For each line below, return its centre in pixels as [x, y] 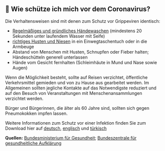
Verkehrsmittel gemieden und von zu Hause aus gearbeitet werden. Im [77, 82]
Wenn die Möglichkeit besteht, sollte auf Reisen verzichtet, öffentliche [76, 77]
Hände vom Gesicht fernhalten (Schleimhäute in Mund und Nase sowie [84, 62]
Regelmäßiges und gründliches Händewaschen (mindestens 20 [77, 31]
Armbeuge [23, 46]
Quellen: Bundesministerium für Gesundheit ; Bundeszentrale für [71, 138]
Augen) [20, 68]
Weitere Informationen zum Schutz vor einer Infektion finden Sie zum [76, 123]
